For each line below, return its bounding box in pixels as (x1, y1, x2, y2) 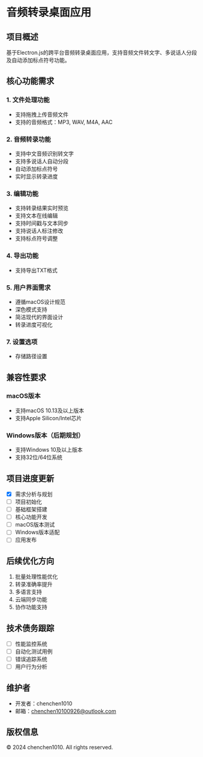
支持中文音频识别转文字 (15, 150, 74, 157)
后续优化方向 (6, 556, 55, 566)
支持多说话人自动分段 (15, 157, 68, 165)
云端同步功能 (15, 596, 47, 603)
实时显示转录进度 (15, 173, 58, 180)
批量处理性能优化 (15, 573, 58, 581)
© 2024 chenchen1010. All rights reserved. (6, 743, 113, 751)
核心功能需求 (6, 76, 55, 86)
